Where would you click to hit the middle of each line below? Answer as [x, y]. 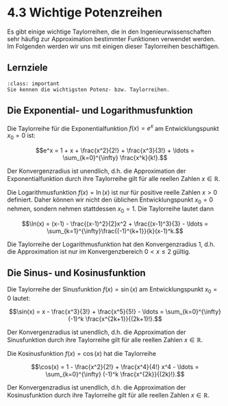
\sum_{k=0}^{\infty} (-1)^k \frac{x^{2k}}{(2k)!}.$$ [115, 374]
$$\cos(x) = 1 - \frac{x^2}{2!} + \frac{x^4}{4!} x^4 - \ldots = [115, 367]
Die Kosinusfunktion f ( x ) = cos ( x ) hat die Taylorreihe [81, 354]
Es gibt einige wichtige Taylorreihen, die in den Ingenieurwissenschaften [109, 32]
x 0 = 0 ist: [21, 136]
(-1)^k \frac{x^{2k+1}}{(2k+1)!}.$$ [115, 319]
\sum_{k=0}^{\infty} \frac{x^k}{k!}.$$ [115, 158]
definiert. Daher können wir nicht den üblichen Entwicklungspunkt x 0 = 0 [110, 200]
